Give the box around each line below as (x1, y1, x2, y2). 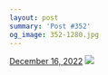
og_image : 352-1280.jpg (9, 30, 100, 39)
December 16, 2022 (9, 56, 83, 67)
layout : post (9, 13, 59, 23)
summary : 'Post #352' (9, 22, 92, 31)
